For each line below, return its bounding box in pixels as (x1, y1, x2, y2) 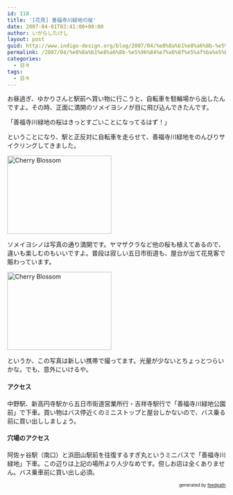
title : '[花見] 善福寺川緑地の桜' (7, 17, 96, 24)
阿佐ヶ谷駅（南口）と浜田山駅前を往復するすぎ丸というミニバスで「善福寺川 (7, 451, 226, 459)
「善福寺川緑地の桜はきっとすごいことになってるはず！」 (7, 118, 171, 126)
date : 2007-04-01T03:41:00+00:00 (7, 23, 104, 30)
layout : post (7, 36, 45, 43)
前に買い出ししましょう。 (7, 417, 80, 425)
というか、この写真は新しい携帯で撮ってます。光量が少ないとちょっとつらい (7, 357, 225, 365)
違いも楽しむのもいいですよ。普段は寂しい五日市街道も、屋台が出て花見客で (7, 249, 225, 258)
